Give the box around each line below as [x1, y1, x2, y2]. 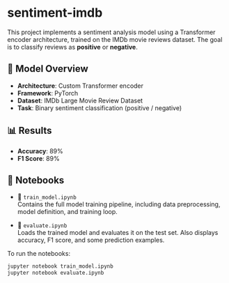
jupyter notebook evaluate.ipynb [7, 270, 104, 277]
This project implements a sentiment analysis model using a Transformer [7, 28, 216, 36]
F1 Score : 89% [17, 154, 61, 162]
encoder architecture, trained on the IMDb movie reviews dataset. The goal [7, 35, 223, 43]
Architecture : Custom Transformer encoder [17, 82, 144, 90]
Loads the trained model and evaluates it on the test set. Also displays [17, 229, 219, 237]
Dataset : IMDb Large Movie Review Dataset [17, 96, 143, 105]
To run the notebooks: [7, 250, 71, 258]
